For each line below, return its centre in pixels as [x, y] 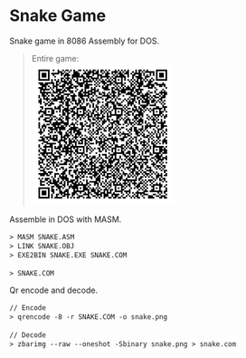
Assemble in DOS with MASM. [66, 219]
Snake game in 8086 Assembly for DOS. [85, 41]
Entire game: [55, 58]
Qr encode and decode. [53, 290]
